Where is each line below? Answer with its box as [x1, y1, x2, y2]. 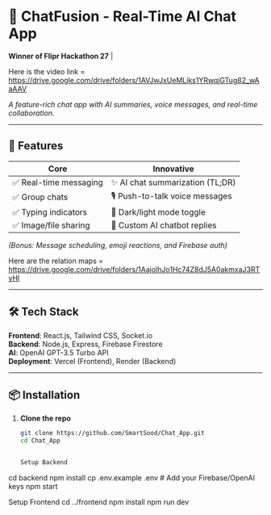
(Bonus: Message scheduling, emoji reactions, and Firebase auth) [8, 240, 228, 249]
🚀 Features [8, 139, 64, 153]
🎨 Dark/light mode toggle [110, 206, 206, 217]
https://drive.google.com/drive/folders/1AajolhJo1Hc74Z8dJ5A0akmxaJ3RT [8, 264, 261, 274]
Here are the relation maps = [8, 256, 103, 266]
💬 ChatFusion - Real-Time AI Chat [8, 7, 236, 26]
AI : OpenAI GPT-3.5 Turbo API [8, 347, 109, 358]
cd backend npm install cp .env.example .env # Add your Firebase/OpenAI [8, 473, 256, 483]
